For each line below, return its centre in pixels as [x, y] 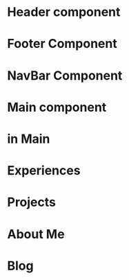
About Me [36, 234]
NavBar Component [65, 75]
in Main [29, 139]
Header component [64, 12]
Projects [32, 202]
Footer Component [62, 44]
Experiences [44, 171]
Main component [57, 107]
